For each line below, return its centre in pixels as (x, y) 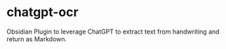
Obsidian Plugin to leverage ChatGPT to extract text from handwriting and (113, 31)
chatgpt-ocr (42, 12)
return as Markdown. (37, 38)
